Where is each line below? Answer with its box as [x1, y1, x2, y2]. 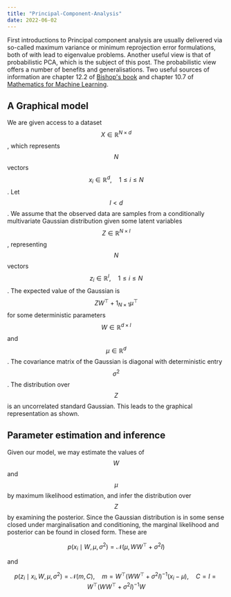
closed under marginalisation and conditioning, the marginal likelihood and [7, 520, 219, 528]
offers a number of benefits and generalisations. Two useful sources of [7, 65, 210, 74]
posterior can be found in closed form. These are [7, 528, 147, 536]
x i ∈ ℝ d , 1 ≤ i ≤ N [89, 174, 144, 185]
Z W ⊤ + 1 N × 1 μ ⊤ [94, 297, 138, 308]
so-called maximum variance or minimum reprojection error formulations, [7, 43, 216, 51]
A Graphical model [7, 100, 89, 112]
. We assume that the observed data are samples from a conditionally [7, 210, 205, 218]
